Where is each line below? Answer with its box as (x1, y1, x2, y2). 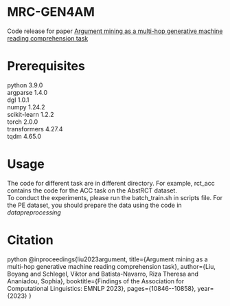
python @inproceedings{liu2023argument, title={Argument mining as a (7, 255, 208, 263)
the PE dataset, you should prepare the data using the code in (7, 201, 182, 209)
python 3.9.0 (7, 80, 43, 89)
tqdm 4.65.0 (7, 132, 42, 140)
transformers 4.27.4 (7, 124, 63, 133)
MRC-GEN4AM (7, 4, 95, 20)
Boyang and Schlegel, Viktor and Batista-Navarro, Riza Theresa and (7, 270, 199, 278)
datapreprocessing (7, 208, 62, 217)
